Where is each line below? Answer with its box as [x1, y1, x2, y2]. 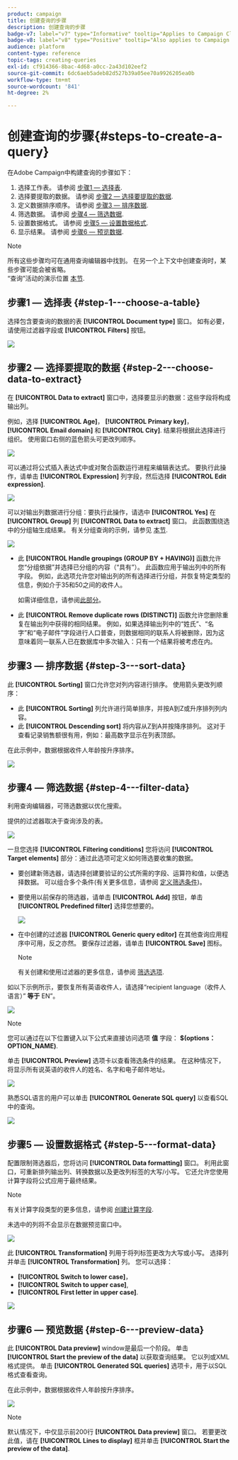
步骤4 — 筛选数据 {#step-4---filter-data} [7, 781, 190, 794]
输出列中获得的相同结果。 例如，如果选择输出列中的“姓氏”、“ [30, 619, 208, 628]
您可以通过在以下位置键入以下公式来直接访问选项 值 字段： [7, 1034, 178, 1043]
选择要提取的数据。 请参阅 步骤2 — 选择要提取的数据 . [17, 192, 174, 201]
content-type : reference [7, 50, 81, 57]
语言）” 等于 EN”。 [7, 992, 59, 1000]
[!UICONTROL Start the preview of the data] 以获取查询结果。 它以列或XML [7, 1352, 230, 1361]
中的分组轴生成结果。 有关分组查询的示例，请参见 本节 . [7, 525, 168, 534]
